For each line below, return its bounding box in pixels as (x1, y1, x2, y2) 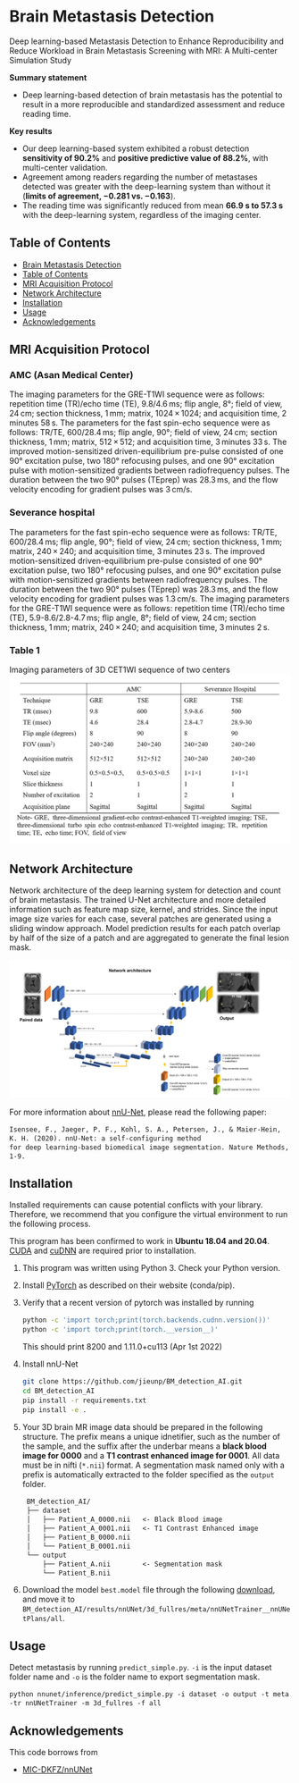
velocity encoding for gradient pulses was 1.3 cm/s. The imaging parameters (9, 593, 290, 604)
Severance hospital (9, 507, 96, 519)
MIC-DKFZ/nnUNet (21, 1764, 93, 1775)
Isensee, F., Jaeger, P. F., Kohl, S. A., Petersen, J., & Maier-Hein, (9, 1124, 281, 1134)
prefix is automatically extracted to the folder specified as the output (21, 1468, 275, 1480)
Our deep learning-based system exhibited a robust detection (21, 143, 250, 154)
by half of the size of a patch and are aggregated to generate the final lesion (9, 932, 290, 944)
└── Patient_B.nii (42, 1569, 112, 1577)
